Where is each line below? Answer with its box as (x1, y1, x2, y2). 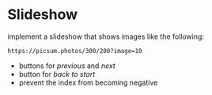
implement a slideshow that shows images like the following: (7, 32, 205, 41)
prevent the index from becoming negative (18, 78, 158, 87)
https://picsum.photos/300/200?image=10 (7, 47, 143, 55)
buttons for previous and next (18, 61, 115, 70)
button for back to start (18, 69, 96, 78)
